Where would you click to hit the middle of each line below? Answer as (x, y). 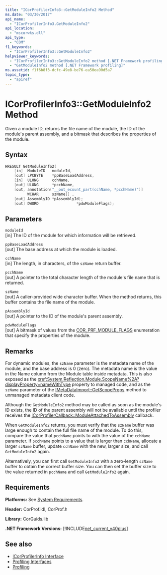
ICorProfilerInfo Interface (38, 556)
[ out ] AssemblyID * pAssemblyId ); (49, 199)
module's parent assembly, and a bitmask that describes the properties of (81, 134)
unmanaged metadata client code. (40, 395)
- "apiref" (21, 79)
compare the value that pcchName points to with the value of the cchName (78, 435)
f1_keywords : (19, 47)
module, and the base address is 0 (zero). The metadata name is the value (81, 368)
